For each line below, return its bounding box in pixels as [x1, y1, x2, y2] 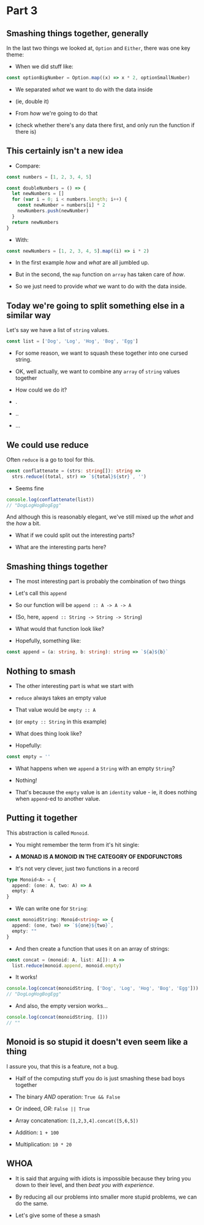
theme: [6, 51, 25, 58]
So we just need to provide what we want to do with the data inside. [15, 283, 187, 290]
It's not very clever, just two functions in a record [15, 865, 139, 872]
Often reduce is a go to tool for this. [6, 455, 95, 463]
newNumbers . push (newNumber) [17, 208, 89, 214]
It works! [15, 973, 38, 981]
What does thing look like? [15, 730, 83, 737]
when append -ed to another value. [15, 795, 101, 802]
